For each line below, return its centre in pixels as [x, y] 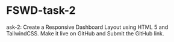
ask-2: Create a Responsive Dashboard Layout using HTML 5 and [87, 27]
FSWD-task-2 [41, 10]
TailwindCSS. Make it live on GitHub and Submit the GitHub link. [85, 33]
